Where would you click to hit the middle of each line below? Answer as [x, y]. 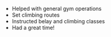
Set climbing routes [36, 15]
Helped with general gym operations [57, 9]
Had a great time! [33, 27]
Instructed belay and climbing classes [58, 21]
